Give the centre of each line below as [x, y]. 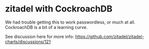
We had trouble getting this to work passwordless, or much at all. [70, 22]
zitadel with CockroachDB [59, 9]
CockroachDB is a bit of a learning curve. [46, 27]
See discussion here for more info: [40, 37]
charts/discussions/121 [28, 41]
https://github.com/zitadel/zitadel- [110, 37]
